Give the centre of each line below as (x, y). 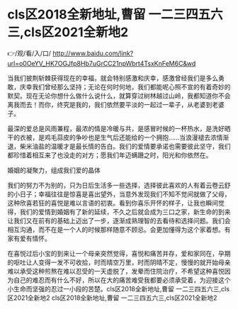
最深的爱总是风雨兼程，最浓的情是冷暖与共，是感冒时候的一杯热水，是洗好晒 (119, 128)
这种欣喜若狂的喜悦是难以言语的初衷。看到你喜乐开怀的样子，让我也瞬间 (113, 203)
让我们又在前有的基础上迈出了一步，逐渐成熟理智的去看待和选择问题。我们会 (119, 220)
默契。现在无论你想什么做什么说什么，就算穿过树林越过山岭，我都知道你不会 (119, 96)
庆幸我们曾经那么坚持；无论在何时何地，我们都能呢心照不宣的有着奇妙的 (125, 86)
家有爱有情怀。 (29, 238)
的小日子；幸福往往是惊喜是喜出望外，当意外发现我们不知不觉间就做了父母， (119, 194)
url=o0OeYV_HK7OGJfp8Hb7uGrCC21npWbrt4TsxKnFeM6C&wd (102, 63)
